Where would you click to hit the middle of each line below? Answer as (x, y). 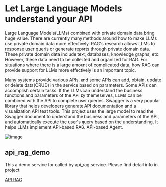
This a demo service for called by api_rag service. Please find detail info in (81, 164)
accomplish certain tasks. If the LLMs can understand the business (74, 90)
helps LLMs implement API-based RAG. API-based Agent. (64, 127)
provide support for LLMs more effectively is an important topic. (71, 70)
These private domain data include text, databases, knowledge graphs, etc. (83, 54)
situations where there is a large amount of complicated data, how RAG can (82, 65)
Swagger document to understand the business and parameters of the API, (82, 116)
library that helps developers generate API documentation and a (71, 106)
